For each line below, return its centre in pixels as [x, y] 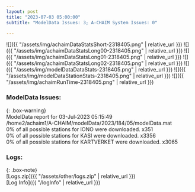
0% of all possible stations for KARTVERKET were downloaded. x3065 [92, 142]
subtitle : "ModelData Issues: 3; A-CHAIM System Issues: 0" [82, 22]
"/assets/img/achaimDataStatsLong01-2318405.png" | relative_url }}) [98, 57]
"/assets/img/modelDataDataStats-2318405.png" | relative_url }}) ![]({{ [100, 70]
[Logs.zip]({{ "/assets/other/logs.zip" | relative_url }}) [71, 176]
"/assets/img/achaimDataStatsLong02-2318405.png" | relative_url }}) [98, 63]
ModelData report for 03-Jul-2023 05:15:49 [59, 116]
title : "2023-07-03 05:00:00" [44, 17]
